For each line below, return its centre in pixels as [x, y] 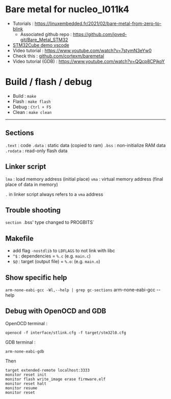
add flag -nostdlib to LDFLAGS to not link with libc [64, 251]
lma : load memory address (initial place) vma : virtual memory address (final [84, 179]
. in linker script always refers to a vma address [54, 194]
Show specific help [36, 278]
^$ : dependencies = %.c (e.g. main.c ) [52, 256]
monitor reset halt [26, 383]
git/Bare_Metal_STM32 [44, 40]
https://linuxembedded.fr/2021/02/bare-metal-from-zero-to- [98, 23]
